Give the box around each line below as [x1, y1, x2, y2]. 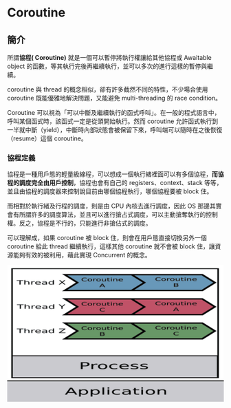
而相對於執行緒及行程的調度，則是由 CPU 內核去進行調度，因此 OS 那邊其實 [7, 202, 222, 211]
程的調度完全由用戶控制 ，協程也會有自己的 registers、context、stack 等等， [7, 179, 223, 187]
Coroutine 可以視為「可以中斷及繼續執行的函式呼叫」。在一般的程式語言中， [7, 109, 221, 116]
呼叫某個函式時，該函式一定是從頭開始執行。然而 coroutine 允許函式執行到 [7, 117, 219, 125]
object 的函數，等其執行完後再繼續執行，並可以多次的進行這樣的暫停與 [7, 62, 208, 70]
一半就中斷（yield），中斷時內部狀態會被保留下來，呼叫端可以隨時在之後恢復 [7, 126, 223, 133]
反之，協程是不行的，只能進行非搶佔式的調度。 [19, 219, 152, 228]
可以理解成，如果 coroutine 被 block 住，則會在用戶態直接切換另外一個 [7, 234, 208, 242]
